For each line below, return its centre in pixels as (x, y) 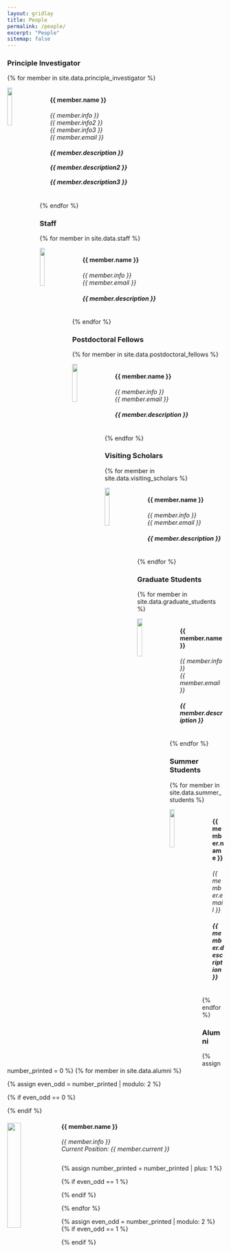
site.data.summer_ (196, 792)
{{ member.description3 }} (89, 182)
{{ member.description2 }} (89, 168)
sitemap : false (29, 39)
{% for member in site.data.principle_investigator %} (81, 78)
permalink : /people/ (37, 26)
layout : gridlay (30, 13)
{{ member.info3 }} (76, 130)
